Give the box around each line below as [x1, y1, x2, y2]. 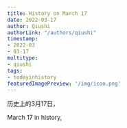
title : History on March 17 [7, 10, 88, 17]
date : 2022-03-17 [7, 16, 57, 23]
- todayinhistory [7, 73, 57, 81]
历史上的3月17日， [7, 100, 60, 108]
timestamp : [7, 36, 38, 42]
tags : [7, 67, 23, 74]
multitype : [7, 55, 38, 62]
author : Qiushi [7, 23, 51, 29]
